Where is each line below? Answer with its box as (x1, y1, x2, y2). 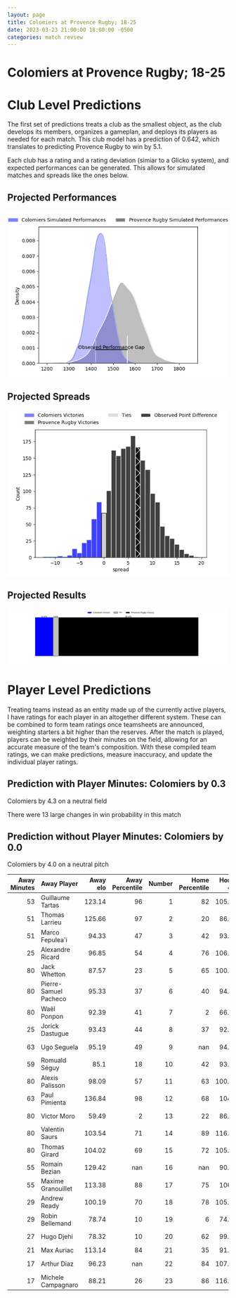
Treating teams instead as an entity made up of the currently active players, (7, 705, 226, 714)
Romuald (41, 1056, 67, 1065)
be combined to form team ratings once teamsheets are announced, (7, 720, 205, 728)
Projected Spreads (7, 390, 91, 402)
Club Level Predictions (7, 97, 142, 113)
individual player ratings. (7, 757, 79, 766)
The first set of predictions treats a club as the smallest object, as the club (7, 120, 222, 129)
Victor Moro (41, 1112, 75, 1120)
